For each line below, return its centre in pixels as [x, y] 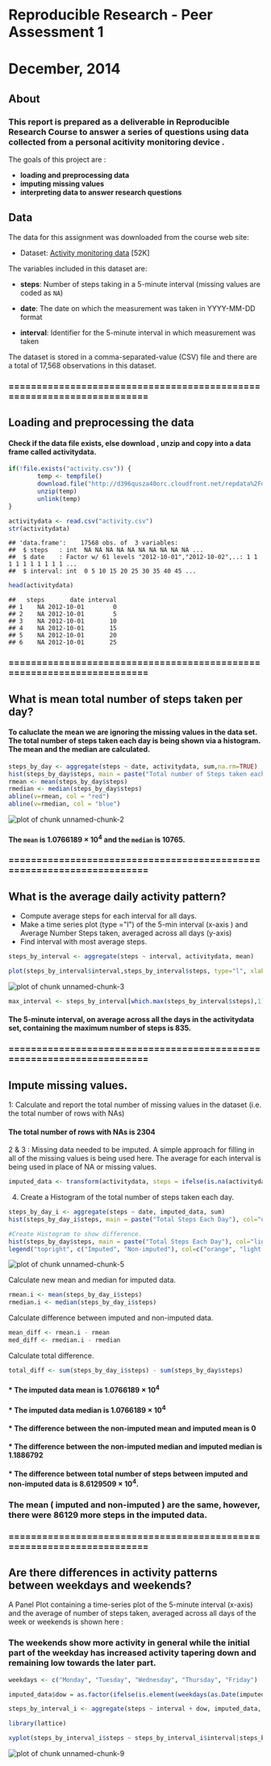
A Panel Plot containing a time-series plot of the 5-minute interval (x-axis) [131, 1604]
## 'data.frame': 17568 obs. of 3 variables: [94, 543]
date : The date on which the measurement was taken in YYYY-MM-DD [138, 308]
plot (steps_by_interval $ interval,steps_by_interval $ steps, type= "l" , [128, 971]
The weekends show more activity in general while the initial [129, 1643]
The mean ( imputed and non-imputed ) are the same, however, [134, 1504]
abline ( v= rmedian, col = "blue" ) [65, 804]
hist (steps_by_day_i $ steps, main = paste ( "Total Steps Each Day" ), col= [133, 1219]
